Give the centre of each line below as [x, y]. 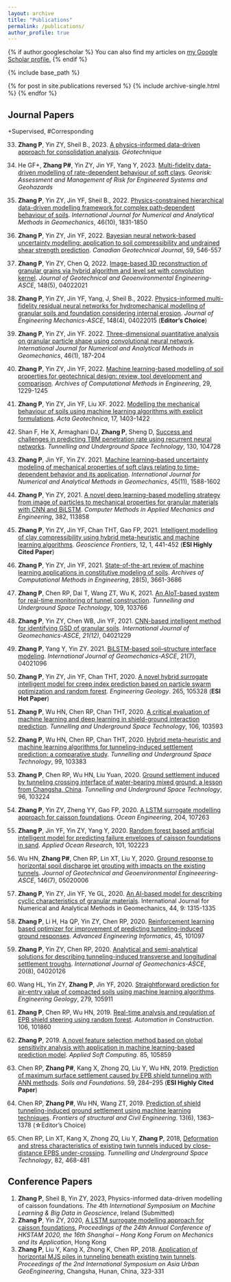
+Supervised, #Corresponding [51, 132]
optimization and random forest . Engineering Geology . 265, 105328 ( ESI [119, 691]
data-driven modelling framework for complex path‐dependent [106, 208]
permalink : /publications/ [46, 26]
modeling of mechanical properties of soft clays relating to [100, 467]
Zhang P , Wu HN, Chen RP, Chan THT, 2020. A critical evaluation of [113, 712]
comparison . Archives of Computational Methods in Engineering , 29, [114, 383]
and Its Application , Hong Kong [62, 1242]
